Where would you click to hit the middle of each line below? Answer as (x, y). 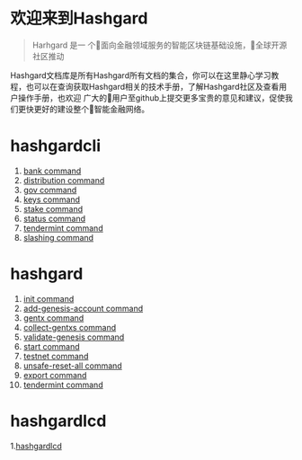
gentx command (53, 318)
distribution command (64, 180)
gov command (50, 190)
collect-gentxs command (70, 327)
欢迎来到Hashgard (79, 18)
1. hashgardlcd (36, 446)
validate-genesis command (74, 337)
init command (49, 298)
